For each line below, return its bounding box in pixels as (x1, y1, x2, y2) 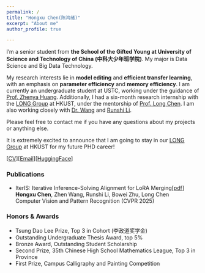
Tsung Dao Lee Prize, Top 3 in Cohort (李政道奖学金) (15, 227, 148, 234)
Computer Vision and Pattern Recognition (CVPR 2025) (15, 197, 155, 205)
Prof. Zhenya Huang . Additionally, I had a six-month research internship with (6, 93, 199, 101)
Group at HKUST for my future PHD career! (6, 143, 115, 150)
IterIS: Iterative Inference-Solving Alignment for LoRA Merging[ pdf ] (15, 184, 185, 191)
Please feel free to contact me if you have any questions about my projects (6, 118, 196, 126)
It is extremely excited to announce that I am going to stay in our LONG (6, 137, 185, 144)
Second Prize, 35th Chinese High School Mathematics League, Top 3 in (15, 247, 196, 254)
